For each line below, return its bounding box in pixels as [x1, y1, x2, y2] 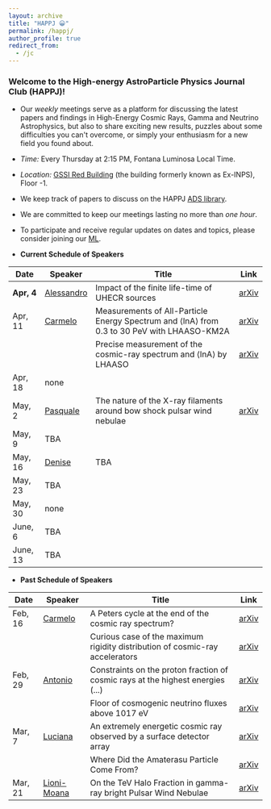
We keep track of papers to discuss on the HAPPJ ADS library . [19, 194, 227, 204]
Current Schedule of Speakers [19, 249, 124, 259]
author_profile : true [8, 34, 81, 43]
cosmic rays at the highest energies [90, 674, 226, 686]
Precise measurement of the [95, 339, 203, 350]
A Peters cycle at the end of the [90, 608, 210, 619]
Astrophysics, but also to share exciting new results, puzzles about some [19, 122, 263, 131]
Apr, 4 [12, 287, 37, 298]
